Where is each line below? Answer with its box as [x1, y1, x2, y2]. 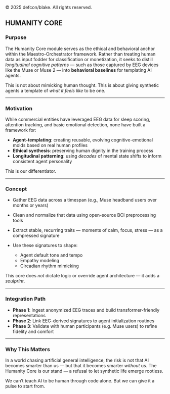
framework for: [5, 127, 36, 133]
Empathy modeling [20, 258, 60, 264]
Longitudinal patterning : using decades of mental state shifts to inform [12, 153, 162, 159]
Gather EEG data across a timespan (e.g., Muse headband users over [12, 197, 157, 203]
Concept [5, 185, 27, 192]
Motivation [5, 105, 33, 112]
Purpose [5, 34, 27, 41]
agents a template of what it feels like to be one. [5, 87, 106, 93]
